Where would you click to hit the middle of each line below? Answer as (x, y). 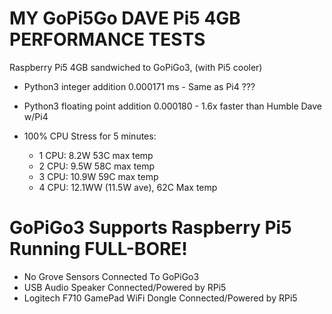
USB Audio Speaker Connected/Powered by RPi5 (125, 287)
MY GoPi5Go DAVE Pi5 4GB (125, 18)
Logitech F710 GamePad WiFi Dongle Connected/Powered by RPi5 (160, 298)
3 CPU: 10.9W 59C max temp (98, 176)
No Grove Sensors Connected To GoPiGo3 (111, 276)
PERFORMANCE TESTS (107, 39)
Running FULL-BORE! (98, 249)
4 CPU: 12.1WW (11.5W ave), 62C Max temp (128, 187)
